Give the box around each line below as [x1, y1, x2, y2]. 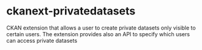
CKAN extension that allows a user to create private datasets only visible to [6, 24, 196, 31]
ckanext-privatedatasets [6, 4, 136, 18]
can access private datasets [6, 37, 78, 44]
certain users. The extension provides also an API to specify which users [6, 30, 190, 37]
